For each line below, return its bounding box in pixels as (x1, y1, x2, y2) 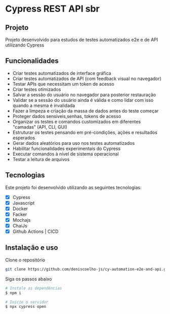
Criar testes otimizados (12, 86, 61, 92)
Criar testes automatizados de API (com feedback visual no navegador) (12, 75, 162, 82)
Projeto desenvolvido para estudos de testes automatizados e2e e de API (5, 36, 158, 43)
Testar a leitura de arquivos (12, 156, 70, 162)
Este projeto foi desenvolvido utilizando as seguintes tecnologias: (5, 184, 142, 190)
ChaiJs (12, 222, 27, 228)
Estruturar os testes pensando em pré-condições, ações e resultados (12, 129, 158, 135)
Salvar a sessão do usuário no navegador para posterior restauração (12, 92, 156, 98)
